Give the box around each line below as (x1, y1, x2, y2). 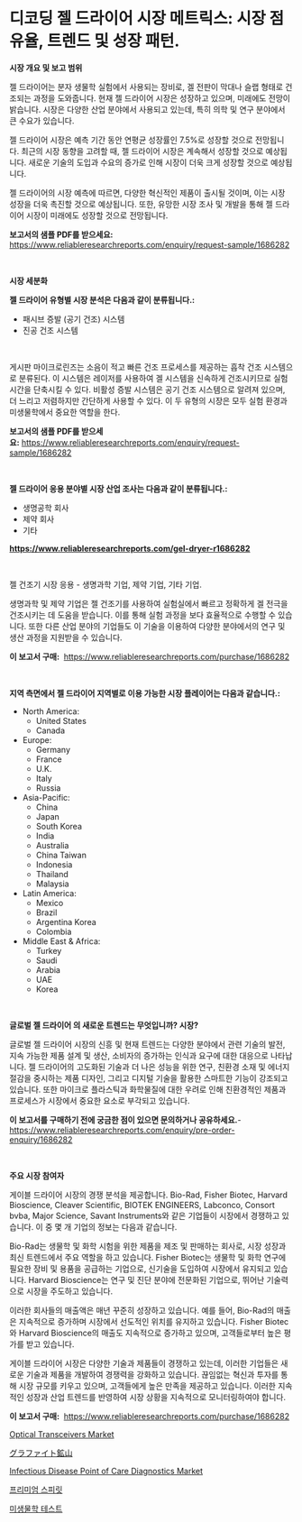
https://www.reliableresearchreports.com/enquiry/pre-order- (9, 1124, 235, 1135)
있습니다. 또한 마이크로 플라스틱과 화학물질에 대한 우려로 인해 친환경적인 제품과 (9, 1084, 287, 1095)
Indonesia (35, 858, 73, 870)
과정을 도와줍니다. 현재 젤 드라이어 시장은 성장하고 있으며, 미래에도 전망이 (32, 92, 291, 104)
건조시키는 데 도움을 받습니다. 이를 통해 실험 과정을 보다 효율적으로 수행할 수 (9, 610, 277, 620)
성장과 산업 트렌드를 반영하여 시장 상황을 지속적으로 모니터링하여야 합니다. (25, 1391, 287, 1402)
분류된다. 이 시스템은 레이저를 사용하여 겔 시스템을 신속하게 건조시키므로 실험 (18, 372, 288, 383)
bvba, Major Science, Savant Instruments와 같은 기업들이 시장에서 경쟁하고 (9, 1210, 280, 1221)
